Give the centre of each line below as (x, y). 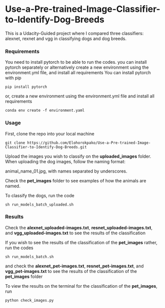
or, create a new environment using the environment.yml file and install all (80, 96)
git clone (15, 143)
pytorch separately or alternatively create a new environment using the (77, 67)
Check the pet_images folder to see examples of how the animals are (76, 180)
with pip (13, 78)
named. (13, 186)
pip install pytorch (26, 87)
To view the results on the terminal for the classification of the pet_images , (81, 286)
